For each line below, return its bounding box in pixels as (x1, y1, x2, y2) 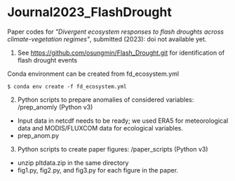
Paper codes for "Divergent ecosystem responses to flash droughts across (7, 27, 224, 36)
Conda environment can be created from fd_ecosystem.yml (7, 69, 180, 78)
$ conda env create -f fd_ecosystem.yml (7, 83, 128, 90)
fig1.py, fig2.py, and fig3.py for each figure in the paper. (17, 166, 179, 174)
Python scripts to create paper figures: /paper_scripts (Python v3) (17, 145, 208, 153)
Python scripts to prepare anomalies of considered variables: (17, 95, 194, 104)
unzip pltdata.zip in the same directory (17, 159, 129, 167)
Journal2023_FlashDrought (7, 4, 172, 20)
